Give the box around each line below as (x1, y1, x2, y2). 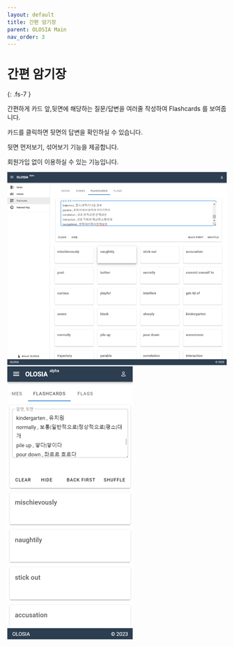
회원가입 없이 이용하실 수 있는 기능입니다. (7, 158, 119, 166)
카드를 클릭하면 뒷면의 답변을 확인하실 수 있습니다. (7, 128, 143, 136)
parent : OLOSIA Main (7, 26, 68, 33)
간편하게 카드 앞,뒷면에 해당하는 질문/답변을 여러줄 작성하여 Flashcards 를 (7, 105, 208, 113)
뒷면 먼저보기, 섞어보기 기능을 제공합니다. (7, 143, 119, 152)
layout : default (7, 11, 54, 18)
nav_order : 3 (7, 34, 45, 41)
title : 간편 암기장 (7, 18, 56, 26)
